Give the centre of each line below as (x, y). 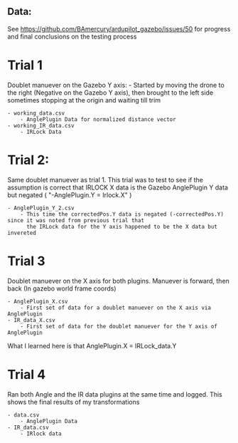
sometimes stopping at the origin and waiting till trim (84, 100)
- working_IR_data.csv (41, 125)
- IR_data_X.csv (31, 320)
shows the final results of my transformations (74, 402)
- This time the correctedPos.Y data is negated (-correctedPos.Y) (122, 214)
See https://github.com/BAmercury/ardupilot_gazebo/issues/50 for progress (119, 28)
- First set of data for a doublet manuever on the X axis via (116, 308)
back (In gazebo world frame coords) (62, 288)
